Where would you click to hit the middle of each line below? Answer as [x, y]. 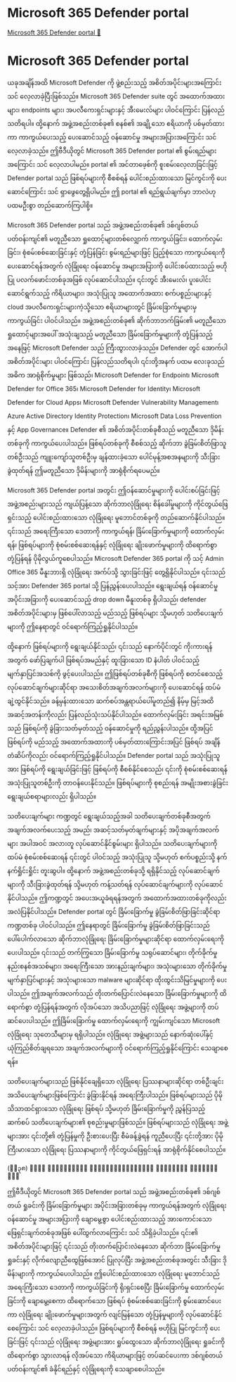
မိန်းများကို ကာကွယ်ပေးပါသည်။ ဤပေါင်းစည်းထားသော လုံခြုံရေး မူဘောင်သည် [113, 1273]
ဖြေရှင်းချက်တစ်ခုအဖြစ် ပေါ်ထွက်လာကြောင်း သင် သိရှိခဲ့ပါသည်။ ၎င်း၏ [103, 1232]
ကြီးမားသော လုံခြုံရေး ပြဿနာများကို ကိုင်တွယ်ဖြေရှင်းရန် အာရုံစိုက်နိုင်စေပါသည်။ [117, 1149]
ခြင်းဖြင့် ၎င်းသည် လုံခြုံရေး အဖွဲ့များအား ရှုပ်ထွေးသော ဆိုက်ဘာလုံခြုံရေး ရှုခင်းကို [116, 1341]
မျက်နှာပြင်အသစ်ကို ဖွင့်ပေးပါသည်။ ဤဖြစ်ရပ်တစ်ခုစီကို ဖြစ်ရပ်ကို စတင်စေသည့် [115, 673]
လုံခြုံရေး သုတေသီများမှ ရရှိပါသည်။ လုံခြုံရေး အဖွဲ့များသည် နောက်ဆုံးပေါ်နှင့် [111, 1034]
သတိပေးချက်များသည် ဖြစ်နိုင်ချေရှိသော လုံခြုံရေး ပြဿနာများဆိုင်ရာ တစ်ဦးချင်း [116, 1081]
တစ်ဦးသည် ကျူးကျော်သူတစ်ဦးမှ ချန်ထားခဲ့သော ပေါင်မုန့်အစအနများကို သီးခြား [114, 457]
